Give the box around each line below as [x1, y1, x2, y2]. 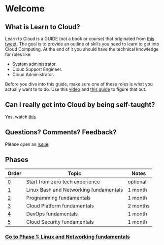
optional [128, 178, 147, 185]
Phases [5, 156, 29, 164]
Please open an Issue [5, 141, 49, 147]
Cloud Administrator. [12, 72, 54, 77]
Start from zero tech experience [26, 178, 100, 185]
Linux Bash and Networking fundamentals [26, 186, 123, 193]
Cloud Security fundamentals [26, 218, 94, 225]
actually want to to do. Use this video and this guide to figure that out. [5, 86, 147, 92]
